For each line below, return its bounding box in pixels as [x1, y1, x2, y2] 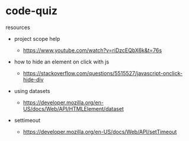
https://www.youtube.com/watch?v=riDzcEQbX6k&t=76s [23, 46, 162, 54]
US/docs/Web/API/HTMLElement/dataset [23, 105, 124, 112]
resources [5, 24, 30, 31]
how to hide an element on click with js [14, 58, 110, 65]
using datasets [14, 87, 50, 94]
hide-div [23, 76, 44, 83]
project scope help [14, 35, 60, 42]
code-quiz [5, 4, 57, 18]
